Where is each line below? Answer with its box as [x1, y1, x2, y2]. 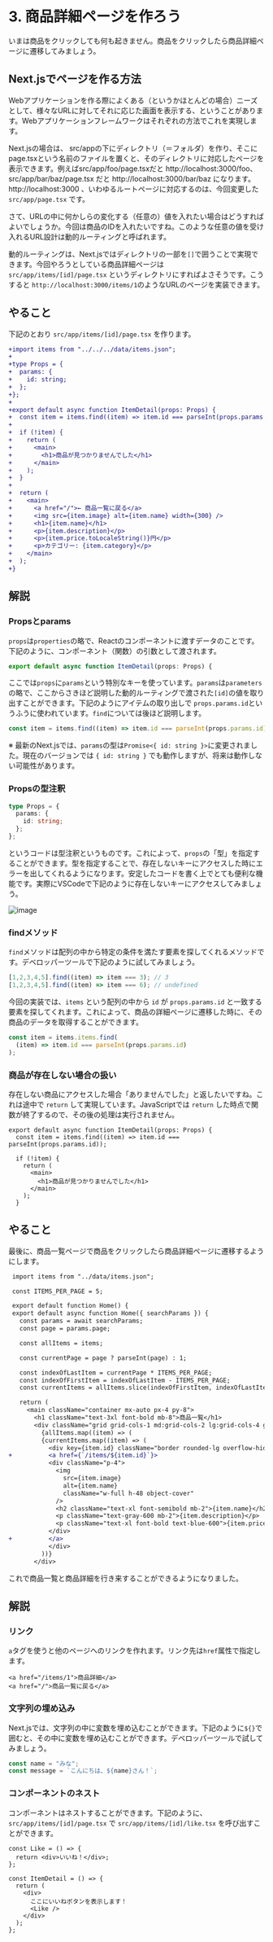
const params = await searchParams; [19, 1317, 144, 1326]
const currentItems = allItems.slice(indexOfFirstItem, [19, 1383, 213, 1392]
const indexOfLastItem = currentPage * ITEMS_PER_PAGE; [19, 1369, 213, 1377]
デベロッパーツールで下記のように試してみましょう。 [21, 958, 200, 967]
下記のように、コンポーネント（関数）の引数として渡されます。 [8, 646, 221, 655]
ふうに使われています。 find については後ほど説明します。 [15, 708, 206, 718]
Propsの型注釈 [8, 783, 66, 795]
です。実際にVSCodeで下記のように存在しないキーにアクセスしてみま [15, 879, 249, 888]
